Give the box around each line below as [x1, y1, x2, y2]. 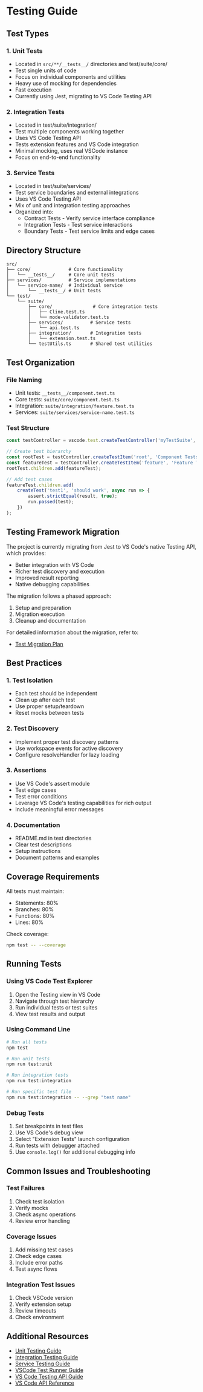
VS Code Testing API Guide [14, 1373, 83, 1380]
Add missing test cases [14, 1246, 74, 1253]
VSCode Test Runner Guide [14, 1367, 83, 1374]
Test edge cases [14, 786, 57, 794]
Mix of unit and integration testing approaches [14, 202, 130, 209]
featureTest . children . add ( [6, 482, 74, 488]
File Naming [6, 375, 42, 384]
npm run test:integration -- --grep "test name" [6, 1094, 131, 1100]
